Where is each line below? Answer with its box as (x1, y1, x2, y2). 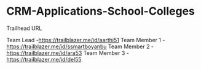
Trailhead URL (6, 24, 42, 32)
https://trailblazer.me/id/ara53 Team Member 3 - (6, 49, 129, 56)
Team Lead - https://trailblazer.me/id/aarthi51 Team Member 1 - (6, 36, 165, 43)
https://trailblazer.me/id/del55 (6, 56, 82, 63)
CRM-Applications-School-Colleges (6, 4, 195, 18)
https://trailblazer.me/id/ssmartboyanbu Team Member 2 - (6, 43, 154, 50)
